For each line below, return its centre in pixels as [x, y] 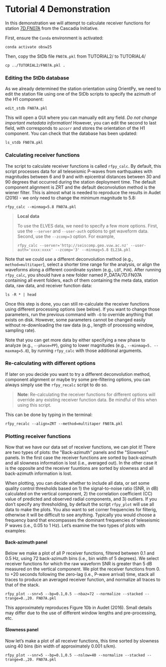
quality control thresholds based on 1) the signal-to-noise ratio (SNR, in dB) [82, 488]
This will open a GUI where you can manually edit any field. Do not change [81, 117]
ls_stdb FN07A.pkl [24, 143]
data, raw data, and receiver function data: [49, 285]
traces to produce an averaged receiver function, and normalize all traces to [83, 580]
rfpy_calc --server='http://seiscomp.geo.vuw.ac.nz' [73, 245]
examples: [16, 531]
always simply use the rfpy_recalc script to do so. [56, 385]
